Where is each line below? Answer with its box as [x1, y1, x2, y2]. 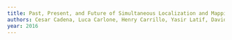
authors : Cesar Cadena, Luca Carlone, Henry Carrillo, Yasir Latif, [7, 16, 209, 23]
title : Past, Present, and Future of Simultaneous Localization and [7, 9, 209, 17]
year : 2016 [7, 22, 39, 29]
